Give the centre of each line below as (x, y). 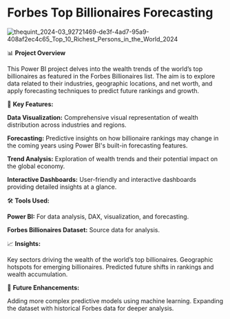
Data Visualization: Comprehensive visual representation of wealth (103, 117)
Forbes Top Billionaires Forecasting (110, 13)
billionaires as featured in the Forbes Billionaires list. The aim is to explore (111, 76)
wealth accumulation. (38, 274)
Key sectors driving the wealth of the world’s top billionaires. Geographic (110, 259)
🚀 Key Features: (30, 104)
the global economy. (36, 166)
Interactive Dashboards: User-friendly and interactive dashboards (102, 179)
